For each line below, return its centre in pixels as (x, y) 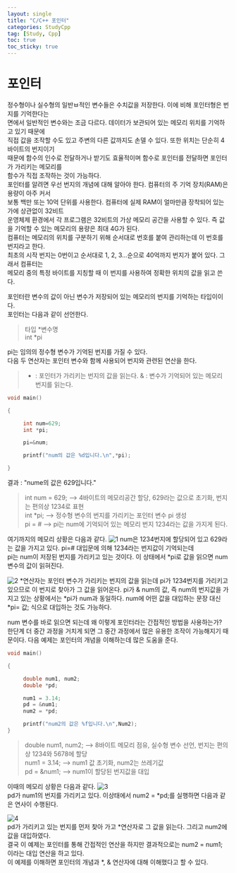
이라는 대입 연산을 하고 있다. (46, 853)
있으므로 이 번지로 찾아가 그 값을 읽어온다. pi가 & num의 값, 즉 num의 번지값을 (114, 590)
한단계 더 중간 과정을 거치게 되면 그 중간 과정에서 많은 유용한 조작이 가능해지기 (114, 631)
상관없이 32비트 (42, 211)
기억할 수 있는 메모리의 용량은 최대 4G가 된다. (77, 228)
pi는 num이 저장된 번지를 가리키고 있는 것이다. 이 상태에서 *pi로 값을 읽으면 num (118, 557)
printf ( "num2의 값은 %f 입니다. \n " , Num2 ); (80, 724)
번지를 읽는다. (54, 384)
